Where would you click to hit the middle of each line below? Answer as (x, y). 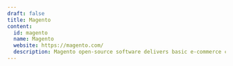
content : (20, 26)
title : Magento (29, 20)
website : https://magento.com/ (59, 45)
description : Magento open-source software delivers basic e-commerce (118, 52)
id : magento (31, 33)
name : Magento (34, 39)
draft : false (26, 13)
